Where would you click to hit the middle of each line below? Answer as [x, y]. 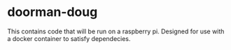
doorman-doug [52, 12]
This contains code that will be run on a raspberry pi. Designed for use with [116, 31]
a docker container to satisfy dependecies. [69, 38]
